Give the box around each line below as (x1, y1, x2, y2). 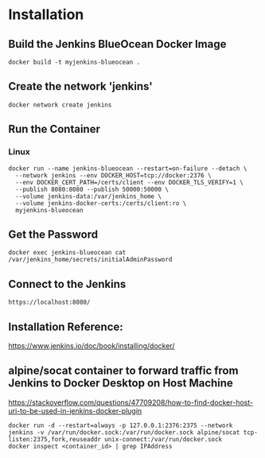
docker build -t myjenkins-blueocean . (8, 58, 141, 66)
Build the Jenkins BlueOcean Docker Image (8, 37, 227, 51)
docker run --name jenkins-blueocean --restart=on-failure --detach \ (8, 165, 247, 173)
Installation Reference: (8, 320, 123, 333)
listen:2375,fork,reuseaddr (8, 435, 102, 443)
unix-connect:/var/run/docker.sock (104, 435, 223, 443)
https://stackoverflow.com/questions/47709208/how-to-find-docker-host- (8, 398, 253, 407)
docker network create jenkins (8, 101, 112, 109)
